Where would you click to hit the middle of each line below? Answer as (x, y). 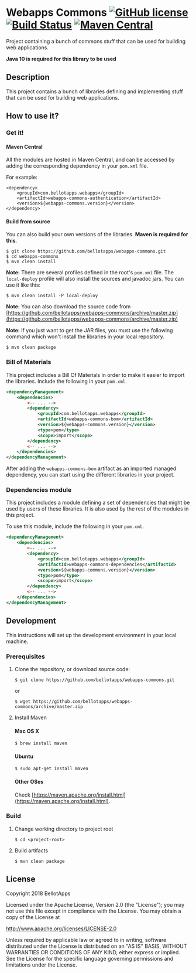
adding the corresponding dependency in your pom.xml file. (77, 166)
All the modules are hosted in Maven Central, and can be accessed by (90, 160)
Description (28, 77)
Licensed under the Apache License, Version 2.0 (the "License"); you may (95, 904)
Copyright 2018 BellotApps (38, 893)
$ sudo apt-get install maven (51, 769)
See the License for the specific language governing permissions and (90, 958)
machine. (17, 641)
